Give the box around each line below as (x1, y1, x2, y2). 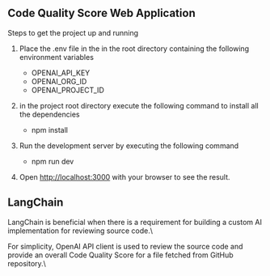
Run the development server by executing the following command (19, 141, 239, 151)
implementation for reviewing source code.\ (7, 226, 154, 236)
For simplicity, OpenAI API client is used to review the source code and (7, 241, 243, 251)
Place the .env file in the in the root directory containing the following (19, 44, 250, 53)
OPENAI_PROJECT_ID (31, 85, 104, 95)
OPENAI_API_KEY (31, 68, 91, 78)
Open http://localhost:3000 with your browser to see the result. (19, 172, 231, 181)
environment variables (19, 52, 95, 62)
